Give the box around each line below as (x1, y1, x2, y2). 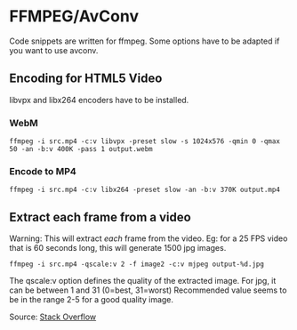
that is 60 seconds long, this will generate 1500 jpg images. (9, 243, 227, 254)
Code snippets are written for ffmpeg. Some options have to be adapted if (9, 36, 280, 46)
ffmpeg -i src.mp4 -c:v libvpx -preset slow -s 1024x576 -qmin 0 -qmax (9, 137, 280, 146)
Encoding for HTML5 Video (9, 71, 163, 86)
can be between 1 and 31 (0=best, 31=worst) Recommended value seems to (9, 285, 287, 295)
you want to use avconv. (9, 44, 99, 55)
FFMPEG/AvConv (9, 6, 140, 27)
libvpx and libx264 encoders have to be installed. (9, 94, 189, 105)
